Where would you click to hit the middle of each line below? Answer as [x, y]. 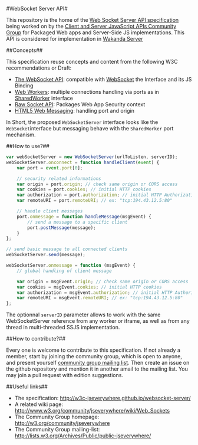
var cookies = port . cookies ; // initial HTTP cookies [84, 189]
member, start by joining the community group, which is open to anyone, [94, 356]
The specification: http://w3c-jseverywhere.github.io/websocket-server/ [103, 398]
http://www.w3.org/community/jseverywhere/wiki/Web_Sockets [92, 411]
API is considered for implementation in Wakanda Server [75, 39]
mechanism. [21, 135]
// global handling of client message [64, 271]
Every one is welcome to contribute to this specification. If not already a [93, 350]
